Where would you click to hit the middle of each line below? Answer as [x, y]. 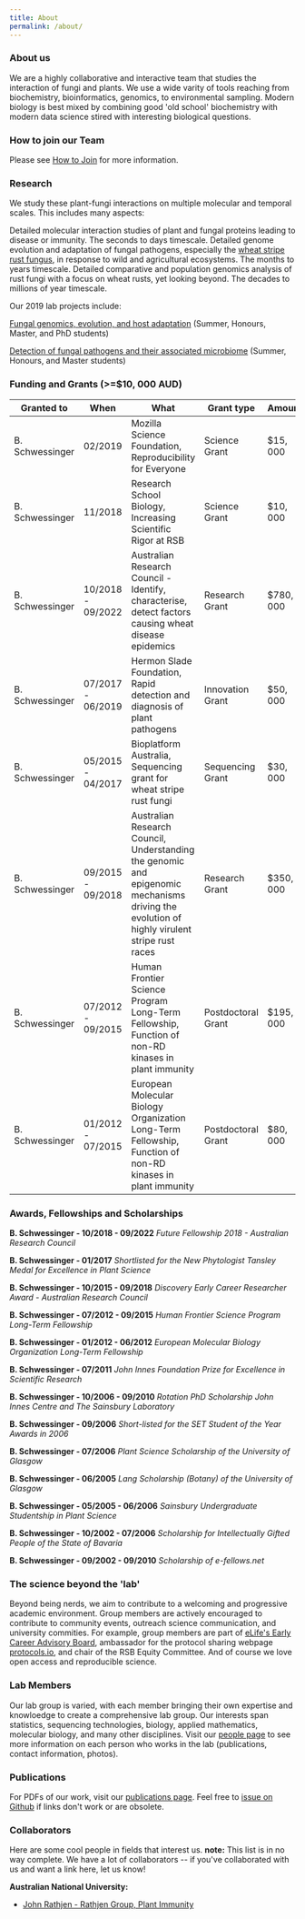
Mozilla [146, 423]
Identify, [148, 589]
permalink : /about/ [46, 26]
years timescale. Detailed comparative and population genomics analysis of [151, 269]
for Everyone [158, 468]
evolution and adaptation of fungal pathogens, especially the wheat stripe [148, 250]
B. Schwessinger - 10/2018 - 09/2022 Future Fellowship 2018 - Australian [149, 1232]
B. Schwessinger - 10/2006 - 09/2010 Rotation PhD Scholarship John [142, 1396]
